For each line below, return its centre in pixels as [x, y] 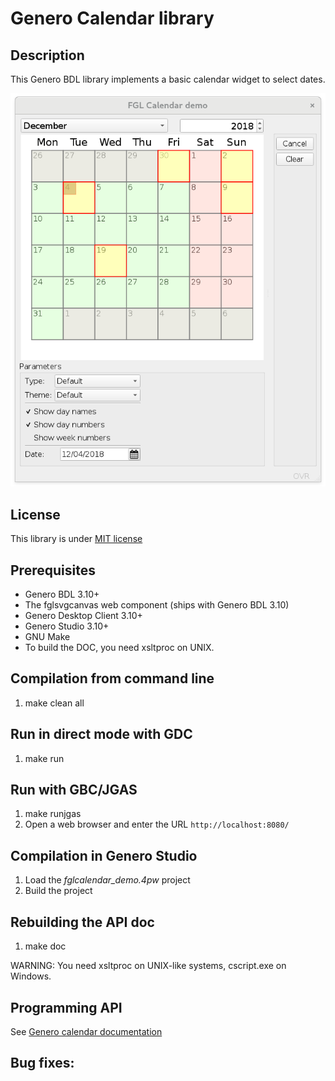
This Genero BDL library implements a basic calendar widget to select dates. [168, 79]
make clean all [54, 703]
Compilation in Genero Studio [104, 855]
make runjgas [53, 814]
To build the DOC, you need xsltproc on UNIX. [119, 648]
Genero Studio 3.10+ [67, 626]
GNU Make [47, 637]
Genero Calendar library [112, 18]
